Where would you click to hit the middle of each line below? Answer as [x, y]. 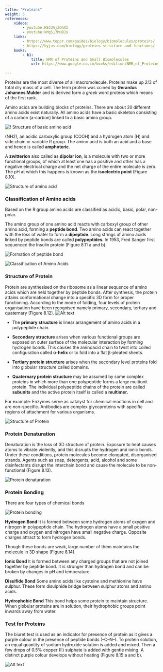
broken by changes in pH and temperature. [48, 572]
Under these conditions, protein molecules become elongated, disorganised [81, 455]
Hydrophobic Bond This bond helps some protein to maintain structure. [77, 601]
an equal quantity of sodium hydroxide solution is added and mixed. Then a [80, 645]
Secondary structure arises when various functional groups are [76, 337]
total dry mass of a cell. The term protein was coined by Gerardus [71, 87]
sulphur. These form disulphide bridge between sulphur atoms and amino [78, 586]
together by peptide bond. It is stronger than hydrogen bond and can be [77, 567]
